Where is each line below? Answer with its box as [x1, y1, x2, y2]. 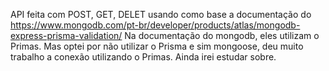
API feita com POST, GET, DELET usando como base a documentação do [10, 9, 312, 20]
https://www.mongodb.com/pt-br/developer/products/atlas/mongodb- [10, 19, 301, 31]
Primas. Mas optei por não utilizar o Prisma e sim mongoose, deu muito [10, 40, 304, 52]
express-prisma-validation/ [10, 30, 123, 41]
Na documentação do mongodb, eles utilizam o [124, 30, 320, 41]
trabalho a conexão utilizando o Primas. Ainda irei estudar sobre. [10, 51, 277, 63]
